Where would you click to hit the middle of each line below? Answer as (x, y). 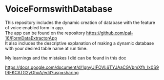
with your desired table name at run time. (46, 48)
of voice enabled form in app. (35, 27)
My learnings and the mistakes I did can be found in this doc (66, 58)
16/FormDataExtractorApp (31, 38)
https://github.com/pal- (110, 33)
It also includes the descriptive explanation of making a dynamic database (80, 43)
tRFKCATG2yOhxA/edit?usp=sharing (42, 72)
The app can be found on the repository (45, 33)
